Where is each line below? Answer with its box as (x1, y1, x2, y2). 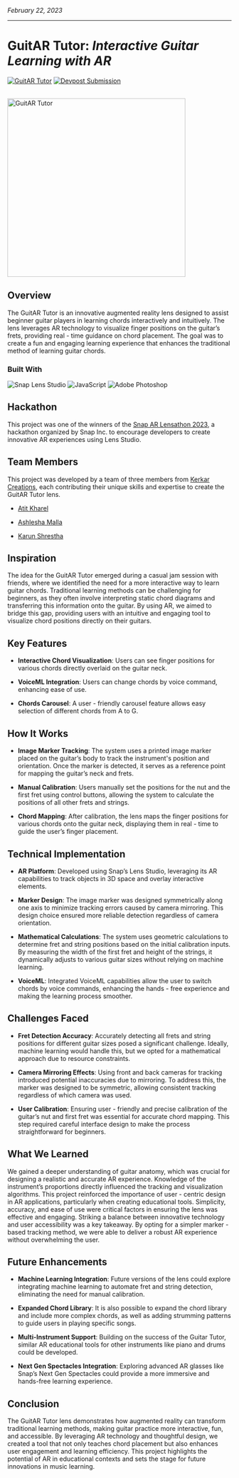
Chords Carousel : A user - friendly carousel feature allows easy (17, 699, 206, 708)
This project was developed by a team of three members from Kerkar (7, 475, 210, 483)
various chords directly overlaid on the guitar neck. (17, 664, 168, 673)
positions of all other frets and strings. (17, 798, 130, 807)
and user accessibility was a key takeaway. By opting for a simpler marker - (7, 1220, 229, 1229)
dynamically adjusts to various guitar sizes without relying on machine (17, 955, 224, 963)
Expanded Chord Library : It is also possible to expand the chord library (17, 1304, 228, 1312)
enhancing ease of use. (17, 685, 87, 694)
